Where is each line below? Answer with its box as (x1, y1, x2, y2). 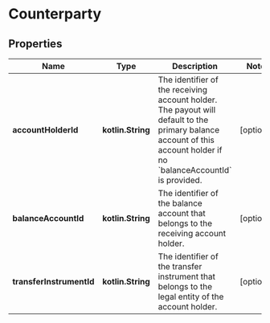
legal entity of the (157, 291, 224, 302)
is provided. (157, 174, 202, 186)
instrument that (157, 271, 215, 282)
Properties (8, 37, 63, 51)
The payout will (157, 104, 216, 115)
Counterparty (8, 5, 102, 23)
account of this (157, 134, 215, 145)
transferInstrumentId (12, 276, 95, 287)
